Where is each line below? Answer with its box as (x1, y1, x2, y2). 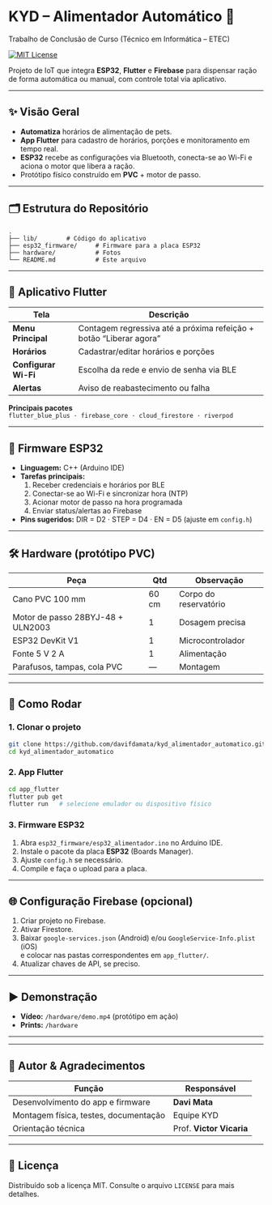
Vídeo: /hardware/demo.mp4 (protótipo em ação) (19, 1011, 179, 1021)
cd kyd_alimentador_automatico (8, 747, 114, 756)
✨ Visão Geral (8, 105, 79, 119)
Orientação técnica (12, 1123, 85, 1135)
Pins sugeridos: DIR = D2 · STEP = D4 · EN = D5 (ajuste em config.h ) (19, 514, 253, 525)
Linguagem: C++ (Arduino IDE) (19, 463, 125, 473)
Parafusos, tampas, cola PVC (12, 662, 123, 672)
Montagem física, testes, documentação (12, 1109, 166, 1121)
